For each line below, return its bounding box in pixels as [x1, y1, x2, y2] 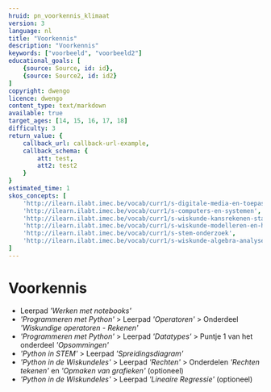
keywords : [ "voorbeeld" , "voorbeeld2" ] [8, 49, 143, 57]
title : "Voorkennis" [8, 34, 78, 43]
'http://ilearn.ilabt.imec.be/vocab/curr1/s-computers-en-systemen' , [23, 206, 262, 215]
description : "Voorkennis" [8, 42, 99, 50]
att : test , [37, 154, 74, 162]
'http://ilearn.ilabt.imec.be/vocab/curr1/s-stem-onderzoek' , [23, 229, 236, 238]
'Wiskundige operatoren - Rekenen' [19, 323, 139, 332]
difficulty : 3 [8, 124, 56, 132]
